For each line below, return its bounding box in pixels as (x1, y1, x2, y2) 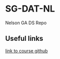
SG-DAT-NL (5, 3, 55, 15)
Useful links (5, 34, 44, 43)
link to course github (5, 47, 48, 53)
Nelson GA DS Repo (5, 20, 47, 26)
